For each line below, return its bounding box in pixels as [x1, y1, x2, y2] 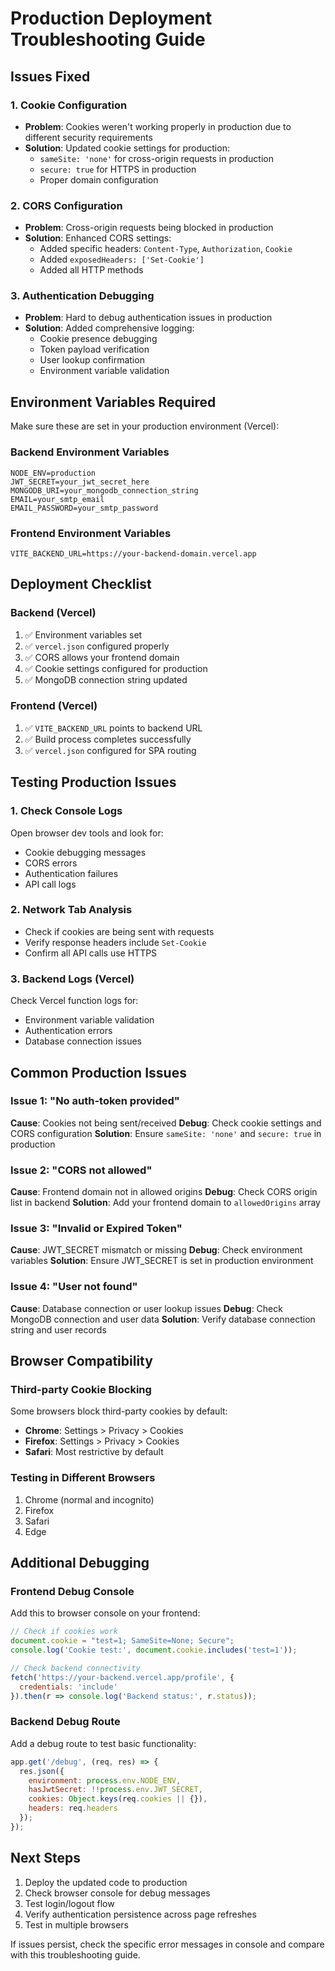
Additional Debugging [10, 1555, 150, 1572]
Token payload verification [39, 343, 150, 356]
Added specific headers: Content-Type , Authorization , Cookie [39, 243, 293, 255]
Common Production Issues [10, 1064, 187, 1081]
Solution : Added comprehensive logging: [24, 322, 195, 334]
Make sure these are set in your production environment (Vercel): [10, 420, 280, 432]
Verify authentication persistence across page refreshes [24, 1908, 257, 1920]
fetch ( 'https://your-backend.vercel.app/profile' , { [10, 1672, 235, 1682]
